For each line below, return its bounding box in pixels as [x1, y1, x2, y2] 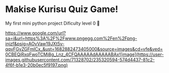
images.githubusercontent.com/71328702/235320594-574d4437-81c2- [5, 56, 155, 62]
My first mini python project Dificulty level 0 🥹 [5, 20, 100, 26]
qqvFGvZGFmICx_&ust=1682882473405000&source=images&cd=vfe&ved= [5, 46, 163, 52]
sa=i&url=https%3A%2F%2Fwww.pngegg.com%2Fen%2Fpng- [5, 35, 137, 41]
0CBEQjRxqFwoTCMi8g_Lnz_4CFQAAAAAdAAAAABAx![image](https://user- [5, 51, 164, 57]
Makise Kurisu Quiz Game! [5, 4, 119, 15]
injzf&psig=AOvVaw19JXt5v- [5, 40, 65, 46]
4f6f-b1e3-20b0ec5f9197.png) [5, 62, 68, 68]
